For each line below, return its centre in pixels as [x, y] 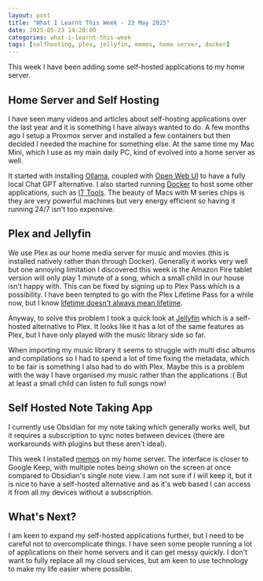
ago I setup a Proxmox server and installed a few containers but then [119, 135]
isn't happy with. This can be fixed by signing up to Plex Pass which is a [124, 286]
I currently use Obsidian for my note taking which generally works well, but [129, 427]
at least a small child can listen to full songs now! [87, 383]
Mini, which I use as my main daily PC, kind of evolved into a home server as [131, 152]
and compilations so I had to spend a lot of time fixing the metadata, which [129, 358]
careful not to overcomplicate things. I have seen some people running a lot [130, 544]
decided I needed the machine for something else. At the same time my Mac [131, 144]
